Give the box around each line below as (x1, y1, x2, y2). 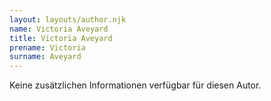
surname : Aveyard (9, 52, 82, 62)
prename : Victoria (9, 42, 86, 53)
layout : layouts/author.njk (9, 14, 127, 25)
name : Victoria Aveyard (9, 24, 109, 34)
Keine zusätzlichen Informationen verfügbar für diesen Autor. (9, 79, 262, 91)
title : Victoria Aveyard (9, 33, 113, 43)
